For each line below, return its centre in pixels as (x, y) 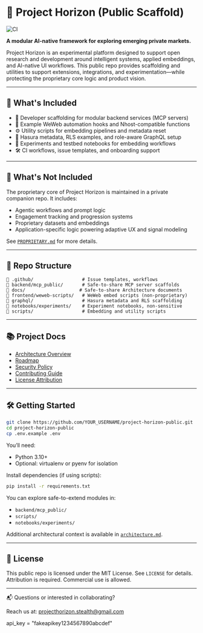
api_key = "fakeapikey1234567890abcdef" (60, 623)
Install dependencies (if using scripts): (54, 475)
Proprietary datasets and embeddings (62, 223)
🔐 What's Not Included (49, 177)
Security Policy (34, 367)
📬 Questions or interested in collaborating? (61, 598)
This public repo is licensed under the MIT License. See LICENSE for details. (100, 573)
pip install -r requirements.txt (48, 486)
